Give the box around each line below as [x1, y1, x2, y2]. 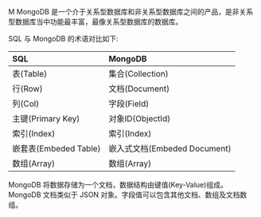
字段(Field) [108, 98, 150, 109]
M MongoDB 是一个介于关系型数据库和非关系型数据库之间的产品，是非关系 [8, 7, 254, 16]
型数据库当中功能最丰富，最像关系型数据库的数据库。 [8, 17, 183, 26]
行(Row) [12, 83, 43, 94]
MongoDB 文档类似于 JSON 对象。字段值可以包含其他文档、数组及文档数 [8, 190, 247, 199]
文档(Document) [108, 83, 169, 94]
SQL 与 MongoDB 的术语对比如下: [8, 34, 119, 43]
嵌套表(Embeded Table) [12, 143, 101, 154]
